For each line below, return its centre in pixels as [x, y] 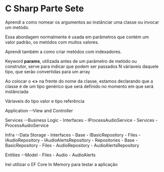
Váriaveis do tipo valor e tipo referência [45, 101]
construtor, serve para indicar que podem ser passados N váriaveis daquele [82, 66]
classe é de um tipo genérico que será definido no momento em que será [79, 86]
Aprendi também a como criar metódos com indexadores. [63, 52]
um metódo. [17, 27]
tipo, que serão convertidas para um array [48, 71]
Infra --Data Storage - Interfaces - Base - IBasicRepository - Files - [73, 135]
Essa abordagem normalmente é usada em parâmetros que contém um [77, 37]
